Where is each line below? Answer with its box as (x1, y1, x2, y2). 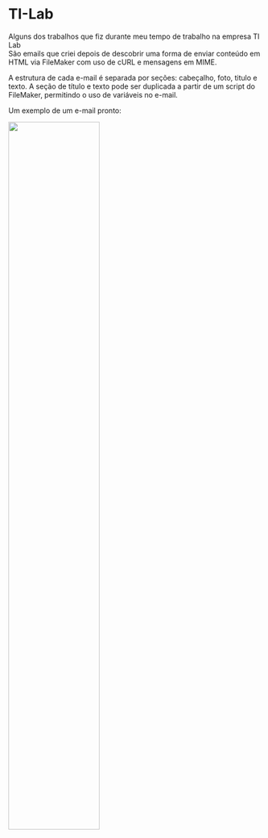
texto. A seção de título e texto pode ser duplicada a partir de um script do (8, 81, 256, 91)
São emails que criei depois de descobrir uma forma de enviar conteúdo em (8, 48, 261, 58)
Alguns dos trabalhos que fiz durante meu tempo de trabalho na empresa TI (8, 31, 260, 41)
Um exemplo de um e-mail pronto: (8, 106, 122, 115)
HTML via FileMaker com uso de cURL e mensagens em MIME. (8, 57, 217, 67)
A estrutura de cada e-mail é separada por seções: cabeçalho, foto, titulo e (8, 73, 258, 82)
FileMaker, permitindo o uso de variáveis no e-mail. (8, 90, 179, 99)
